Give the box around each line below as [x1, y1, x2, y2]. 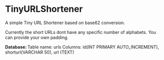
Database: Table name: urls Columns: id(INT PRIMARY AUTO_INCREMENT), [5, 44, 159, 50]
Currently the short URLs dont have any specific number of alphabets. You [5, 29, 157, 35]
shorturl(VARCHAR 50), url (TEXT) [5, 49, 75, 55]
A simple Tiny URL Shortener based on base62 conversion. [5, 20, 126, 26]
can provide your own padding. [5, 34, 69, 40]
